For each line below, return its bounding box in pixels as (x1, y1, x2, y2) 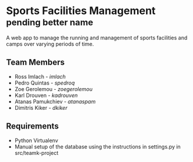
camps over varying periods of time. (6, 40, 94, 48)
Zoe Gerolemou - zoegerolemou (14, 85, 93, 92)
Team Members (6, 58, 65, 67)
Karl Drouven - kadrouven (14, 92, 78, 99)
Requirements (6, 122, 59, 131)
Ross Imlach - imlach (14, 73, 66, 80)
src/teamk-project (14, 149, 59, 156)
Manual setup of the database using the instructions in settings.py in (14, 143, 181, 150)
